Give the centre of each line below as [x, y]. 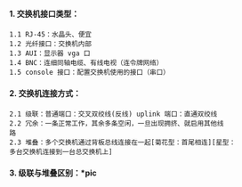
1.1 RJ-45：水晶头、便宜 [50, 35]
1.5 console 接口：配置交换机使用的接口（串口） [90, 73]
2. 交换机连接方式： [45, 93]
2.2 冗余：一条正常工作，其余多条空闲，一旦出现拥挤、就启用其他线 [117, 124]
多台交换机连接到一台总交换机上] [61, 152]
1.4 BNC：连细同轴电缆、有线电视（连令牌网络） [86, 63]
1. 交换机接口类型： [44, 13]
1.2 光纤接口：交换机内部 [50, 45]
